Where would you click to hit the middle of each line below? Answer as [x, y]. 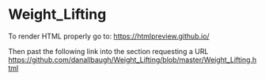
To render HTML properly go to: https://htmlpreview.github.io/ [109, 36]
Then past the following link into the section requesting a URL [108, 51]
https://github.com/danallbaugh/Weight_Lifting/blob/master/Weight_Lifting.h [132, 60]
